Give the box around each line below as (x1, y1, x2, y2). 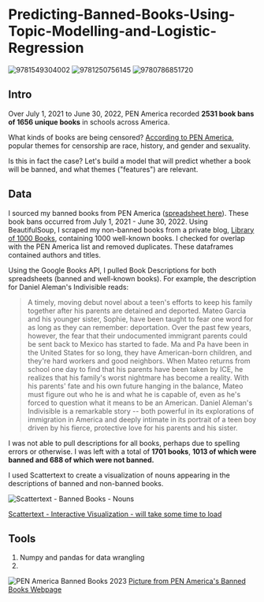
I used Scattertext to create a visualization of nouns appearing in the (8, 470, 230, 480)
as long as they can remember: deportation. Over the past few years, (27, 322, 252, 332)
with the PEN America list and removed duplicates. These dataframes (8, 242, 234, 251)
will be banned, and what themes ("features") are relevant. (8, 164, 199, 174)
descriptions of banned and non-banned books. (8, 478, 164, 488)
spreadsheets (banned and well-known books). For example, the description (8, 273, 257, 283)
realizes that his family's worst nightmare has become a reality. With (27, 373, 250, 382)
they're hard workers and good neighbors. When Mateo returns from (27, 356, 251, 366)
